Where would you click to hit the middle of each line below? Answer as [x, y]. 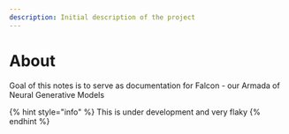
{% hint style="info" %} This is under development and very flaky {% [135, 112]
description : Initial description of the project [103, 17]
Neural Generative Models [57, 94]
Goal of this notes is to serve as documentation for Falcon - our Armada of [144, 86]
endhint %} [30, 121]
